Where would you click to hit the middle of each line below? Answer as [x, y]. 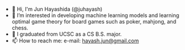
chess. [20, 28]
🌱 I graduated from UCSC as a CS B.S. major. [67, 34]
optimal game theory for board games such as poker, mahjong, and [94, 21]
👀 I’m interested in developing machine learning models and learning [95, 15]
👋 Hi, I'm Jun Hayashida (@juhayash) [57, 9]
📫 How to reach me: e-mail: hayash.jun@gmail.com [75, 41]
